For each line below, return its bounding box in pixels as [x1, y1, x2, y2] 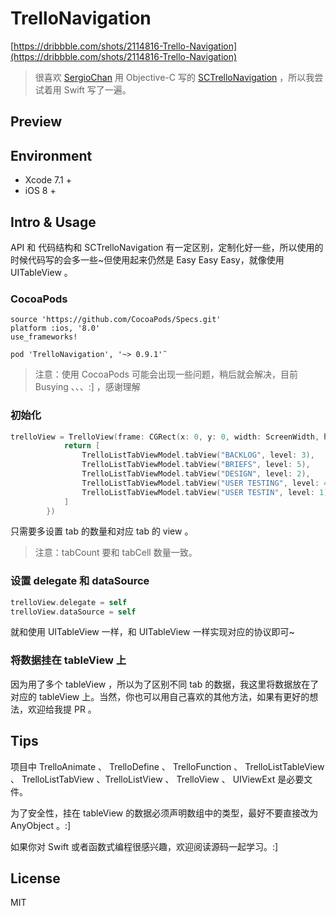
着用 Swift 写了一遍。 [43, 83, 132, 96]
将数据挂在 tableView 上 [10, 653, 127, 667]
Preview [10, 113, 63, 131]
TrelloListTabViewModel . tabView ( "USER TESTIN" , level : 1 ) [81, 487, 329, 497]
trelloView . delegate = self [10, 597, 128, 607]
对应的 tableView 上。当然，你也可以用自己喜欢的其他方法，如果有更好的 [10, 690, 310, 702]
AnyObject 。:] [10, 819, 72, 831]
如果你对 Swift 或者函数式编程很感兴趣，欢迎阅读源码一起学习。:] [10, 840, 279, 852]
